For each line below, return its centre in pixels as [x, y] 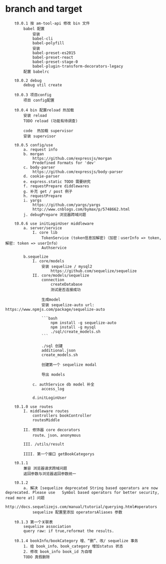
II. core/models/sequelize [61, 275]
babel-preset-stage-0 [55, 62]
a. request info [40, 150]
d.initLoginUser [49, 398]
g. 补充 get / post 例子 [48, 191]
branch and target [44, 9]
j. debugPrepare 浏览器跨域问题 [55, 215]
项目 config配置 [39, 100]
